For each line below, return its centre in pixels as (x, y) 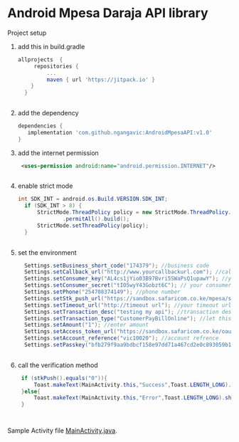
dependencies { (40, 126)
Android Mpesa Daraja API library (108, 13)
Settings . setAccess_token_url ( (71, 332)
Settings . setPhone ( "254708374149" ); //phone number (102, 292)
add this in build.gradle (51, 46)
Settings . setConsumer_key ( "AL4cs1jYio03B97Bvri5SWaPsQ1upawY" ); (122, 279)
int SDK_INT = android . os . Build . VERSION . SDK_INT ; (93, 199)
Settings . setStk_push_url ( (64, 298)
